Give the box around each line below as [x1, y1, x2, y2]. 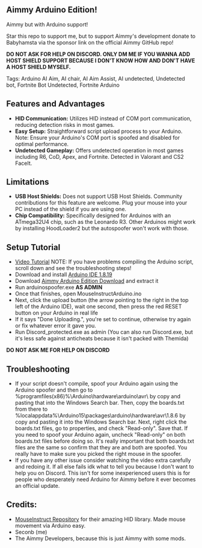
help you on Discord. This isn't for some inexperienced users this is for [14, 469, 191, 477]
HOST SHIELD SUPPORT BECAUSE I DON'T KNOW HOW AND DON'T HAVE [6, 57, 195, 64]
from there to [14, 405, 48, 413]
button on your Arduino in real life [14, 309, 98, 316]
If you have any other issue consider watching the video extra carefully [14, 457, 191, 464]
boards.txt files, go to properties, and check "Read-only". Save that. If [14, 425, 188, 432]
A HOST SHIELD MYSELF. [6, 63, 71, 70]
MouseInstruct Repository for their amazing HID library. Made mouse [14, 516, 186, 523]
